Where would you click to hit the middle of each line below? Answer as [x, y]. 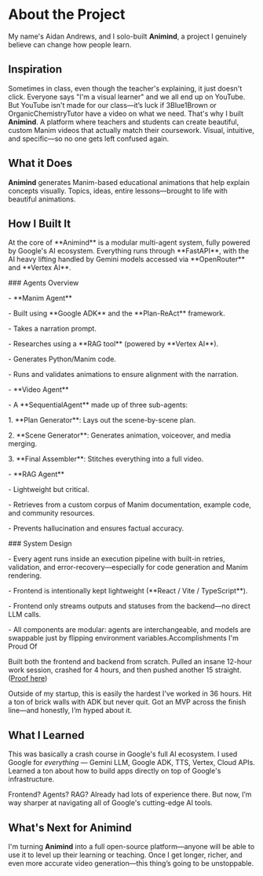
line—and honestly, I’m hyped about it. [70, 711]
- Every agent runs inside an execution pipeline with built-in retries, [117, 559]
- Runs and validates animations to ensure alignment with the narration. [124, 375]
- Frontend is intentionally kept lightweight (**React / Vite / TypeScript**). [128, 591]
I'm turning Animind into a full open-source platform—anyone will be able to [131, 846]
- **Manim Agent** [40, 298]
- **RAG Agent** [37, 475]
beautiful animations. [42, 199]
